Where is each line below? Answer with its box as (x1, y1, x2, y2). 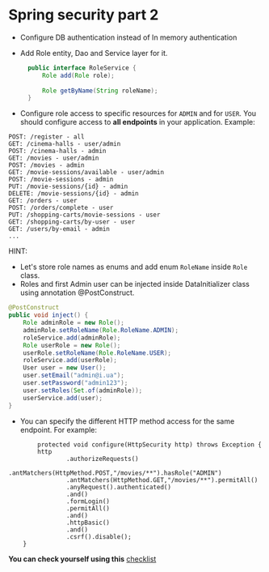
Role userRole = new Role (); (23, 341, 121, 349)
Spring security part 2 (8, 6, 159, 24)
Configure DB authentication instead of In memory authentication (19, 32, 237, 42)
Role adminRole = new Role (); (23, 318, 125, 327)
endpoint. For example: (19, 425, 98, 434)
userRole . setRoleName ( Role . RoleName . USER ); (23, 348, 172, 357)
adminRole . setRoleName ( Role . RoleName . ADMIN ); (23, 326, 179, 334)
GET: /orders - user (8, 197, 78, 205)
